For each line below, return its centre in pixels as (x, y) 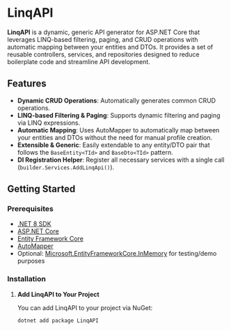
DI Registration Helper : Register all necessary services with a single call (121, 160)
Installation (27, 279)
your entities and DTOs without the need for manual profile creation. (115, 137)
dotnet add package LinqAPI (58, 321)
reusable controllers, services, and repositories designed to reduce (103, 54)
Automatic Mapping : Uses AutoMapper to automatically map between (118, 130)
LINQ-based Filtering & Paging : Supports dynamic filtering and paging (119, 115)
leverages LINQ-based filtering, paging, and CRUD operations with (103, 39)
